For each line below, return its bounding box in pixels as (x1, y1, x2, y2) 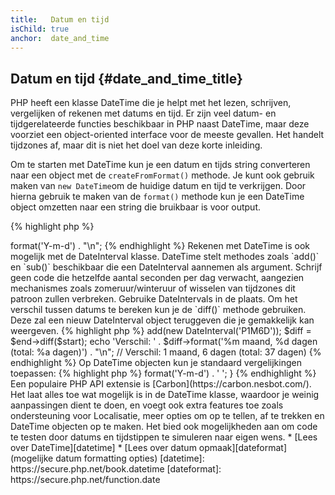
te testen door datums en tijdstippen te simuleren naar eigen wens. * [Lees (10, 431, 318, 443)
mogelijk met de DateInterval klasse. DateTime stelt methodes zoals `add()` (10, 251, 320, 263)
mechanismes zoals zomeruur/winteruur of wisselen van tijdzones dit (10, 282, 296, 295)
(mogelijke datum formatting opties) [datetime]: (10, 452, 205, 465)
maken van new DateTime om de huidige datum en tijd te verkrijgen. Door (10, 180, 307, 192)
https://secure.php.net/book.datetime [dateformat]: (10, 463, 222, 475)
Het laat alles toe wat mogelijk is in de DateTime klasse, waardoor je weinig (10, 389, 320, 401)
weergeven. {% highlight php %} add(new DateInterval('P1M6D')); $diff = (10, 325, 312, 337)
